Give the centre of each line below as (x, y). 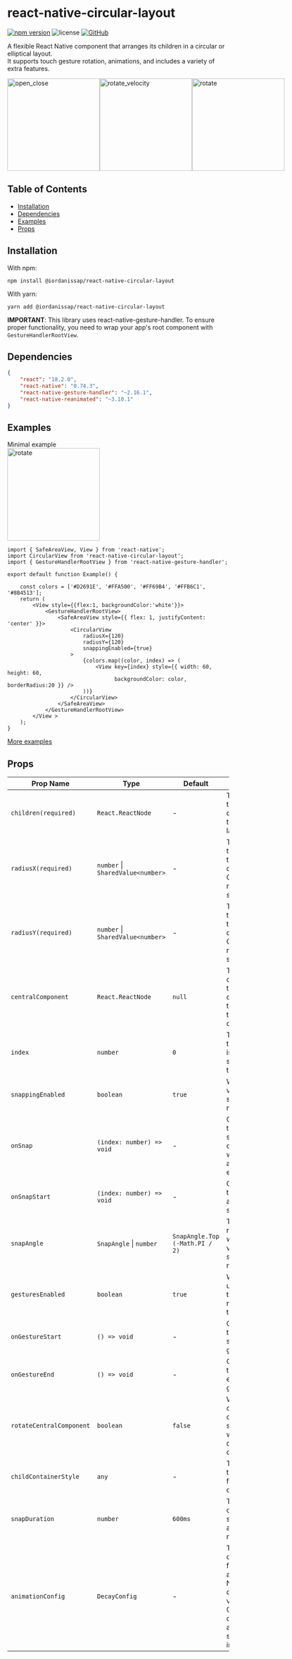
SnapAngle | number (127, 1244)
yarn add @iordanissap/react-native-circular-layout (86, 307)
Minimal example (32, 444)
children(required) (43, 813)
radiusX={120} (103, 636)
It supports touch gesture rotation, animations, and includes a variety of (111, 61)
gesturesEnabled (38, 1295)
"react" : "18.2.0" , (49, 380)
